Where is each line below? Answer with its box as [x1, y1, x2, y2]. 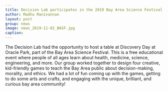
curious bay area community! [5, 81, 66, 87]
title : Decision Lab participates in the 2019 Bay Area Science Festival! [5, 7, 165, 12]
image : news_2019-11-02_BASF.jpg [5, 26, 75, 31]
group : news [5, 21, 30, 26]
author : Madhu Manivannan [5, 12, 59, 17]
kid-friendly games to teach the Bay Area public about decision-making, [5, 65, 154, 71]
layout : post [5, 16, 33, 21]
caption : [5, 30, 24, 35]
